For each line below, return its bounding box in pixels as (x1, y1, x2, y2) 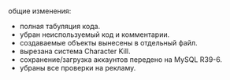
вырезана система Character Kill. (19, 46, 132, 56)
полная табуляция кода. (19, 22, 101, 31)
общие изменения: (8, 6, 72, 16)
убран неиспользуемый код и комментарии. (19, 30, 170, 39)
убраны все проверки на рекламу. (19, 64, 136, 73)
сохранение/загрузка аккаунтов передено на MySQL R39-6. (19, 55, 223, 64)
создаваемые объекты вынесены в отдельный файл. (19, 38, 198, 48)
